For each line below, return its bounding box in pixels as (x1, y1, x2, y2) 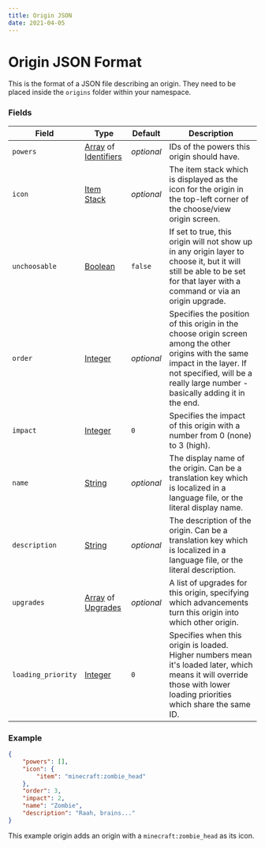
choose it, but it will (169, 256, 241, 267)
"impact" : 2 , (22, 794, 65, 803)
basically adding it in (169, 387, 245, 398)
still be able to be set (169, 266, 246, 277)
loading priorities (169, 689, 232, 700)
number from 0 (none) (169, 430, 252, 441)
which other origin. (169, 616, 239, 627)
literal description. (169, 564, 236, 575)
